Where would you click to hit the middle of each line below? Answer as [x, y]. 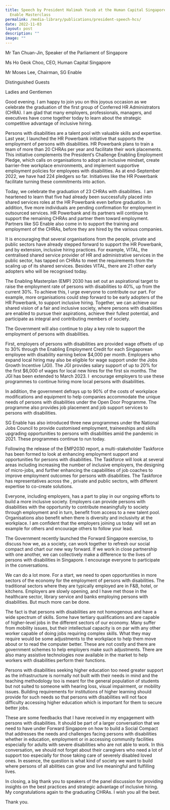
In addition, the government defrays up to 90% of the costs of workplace [81, 391]
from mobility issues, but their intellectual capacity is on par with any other [83, 628]
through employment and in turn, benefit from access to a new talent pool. [83, 512]
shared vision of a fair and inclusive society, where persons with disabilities [84, 308]
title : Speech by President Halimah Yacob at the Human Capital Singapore [86, 10]
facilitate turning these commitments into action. [56, 181]
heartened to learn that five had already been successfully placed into [78, 197]
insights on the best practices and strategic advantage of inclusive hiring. [82, 787]
